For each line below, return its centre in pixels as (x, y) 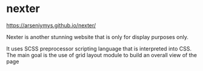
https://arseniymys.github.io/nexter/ (51, 25)
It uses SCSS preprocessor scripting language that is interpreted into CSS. (99, 48)
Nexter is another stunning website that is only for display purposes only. (98, 37)
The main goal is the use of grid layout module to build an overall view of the (101, 55)
